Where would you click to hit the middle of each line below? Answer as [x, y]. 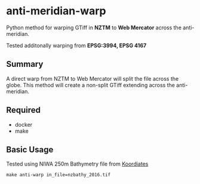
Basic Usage [30, 150]
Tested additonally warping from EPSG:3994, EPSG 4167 [76, 45]
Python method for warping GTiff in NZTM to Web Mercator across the [94, 27]
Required [23, 110]
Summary [25, 64]
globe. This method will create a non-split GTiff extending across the [90, 85]
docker [24, 124]
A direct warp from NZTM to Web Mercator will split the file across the [93, 78]
